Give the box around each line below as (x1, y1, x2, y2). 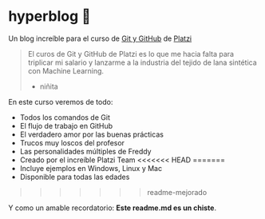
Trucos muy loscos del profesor (19, 137, 125, 147)
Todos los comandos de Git (19, 112, 110, 122)
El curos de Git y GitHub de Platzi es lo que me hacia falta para (27, 49, 234, 58)
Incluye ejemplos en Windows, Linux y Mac (19, 163, 162, 173)
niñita (39, 82, 58, 91)
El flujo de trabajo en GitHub (19, 121, 113, 130)
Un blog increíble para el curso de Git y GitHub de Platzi (8, 34, 192, 43)
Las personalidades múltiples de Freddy (19, 146, 152, 156)
